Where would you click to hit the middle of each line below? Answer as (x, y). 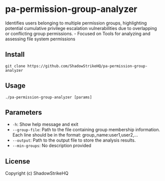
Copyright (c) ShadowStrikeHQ (37, 174)
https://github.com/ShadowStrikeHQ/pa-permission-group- (87, 66)
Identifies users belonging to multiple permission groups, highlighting (76, 23)
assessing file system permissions (40, 39)
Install (15, 55)
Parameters (24, 112)
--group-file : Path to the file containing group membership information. (86, 130)
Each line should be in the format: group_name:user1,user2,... (75, 135)
